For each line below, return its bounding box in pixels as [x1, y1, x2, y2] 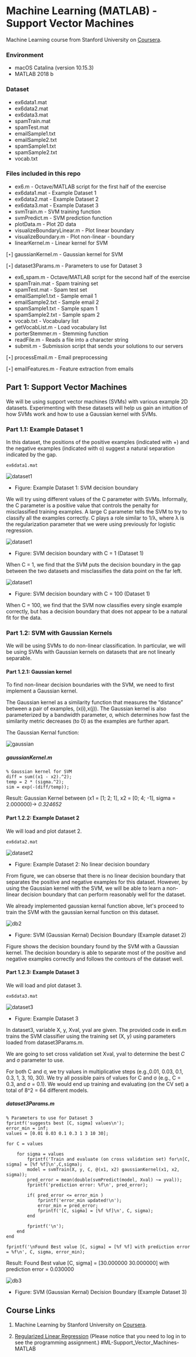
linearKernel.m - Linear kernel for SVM [14, 239, 108, 246]
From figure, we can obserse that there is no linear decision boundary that [6, 872, 186, 879]
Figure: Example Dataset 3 [14, 1015, 79, 1022]
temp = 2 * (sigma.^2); [6, 779, 65, 785]
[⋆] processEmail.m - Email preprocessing [6, 353, 108, 360]
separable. [6, 655, 32, 662]
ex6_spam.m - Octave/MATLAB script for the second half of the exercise [14, 273, 190, 280]
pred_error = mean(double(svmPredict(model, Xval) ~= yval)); [27, 1177, 183, 1183]
